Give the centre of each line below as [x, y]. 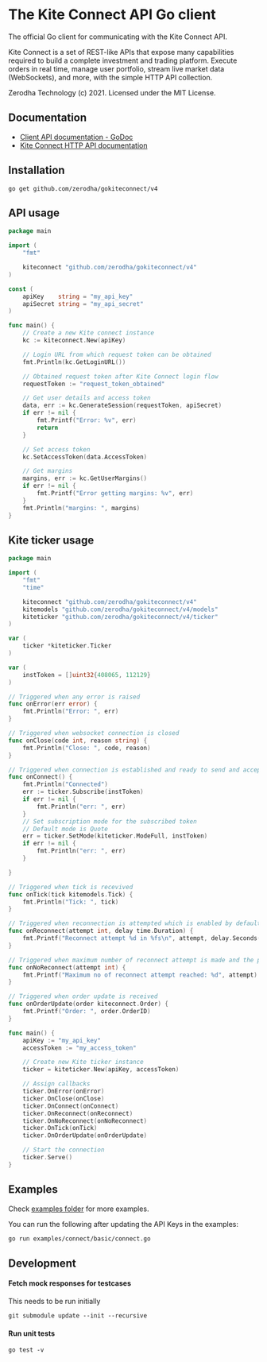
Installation [37, 170]
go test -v [26, 1350]
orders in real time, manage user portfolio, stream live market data [116, 68]
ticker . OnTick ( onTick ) [60, 1128]
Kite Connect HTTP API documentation [83, 145]
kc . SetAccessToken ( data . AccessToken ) [85, 457]
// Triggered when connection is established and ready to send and [124, 770]
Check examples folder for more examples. [79, 1209]
